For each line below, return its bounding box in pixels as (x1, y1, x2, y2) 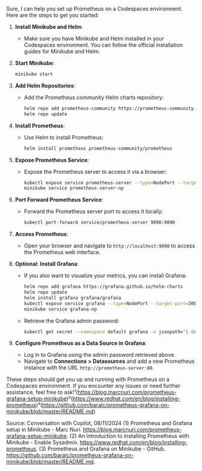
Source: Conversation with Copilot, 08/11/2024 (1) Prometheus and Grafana (6, 420, 193, 427)
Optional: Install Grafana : (14, 260, 79, 268)
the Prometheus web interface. (23, 249, 101, 256)
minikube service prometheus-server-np (23, 185, 124, 191)
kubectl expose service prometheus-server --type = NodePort (23, 179, 176, 186)
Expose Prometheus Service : (14, 156, 89, 164)
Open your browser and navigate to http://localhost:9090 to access (23, 242, 195, 249)
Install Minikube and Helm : (14, 24, 83, 30)
